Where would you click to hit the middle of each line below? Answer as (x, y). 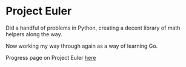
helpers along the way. (34, 34)
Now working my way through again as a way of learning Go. (82, 46)
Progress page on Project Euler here (51, 57)
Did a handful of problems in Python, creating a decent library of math (93, 28)
